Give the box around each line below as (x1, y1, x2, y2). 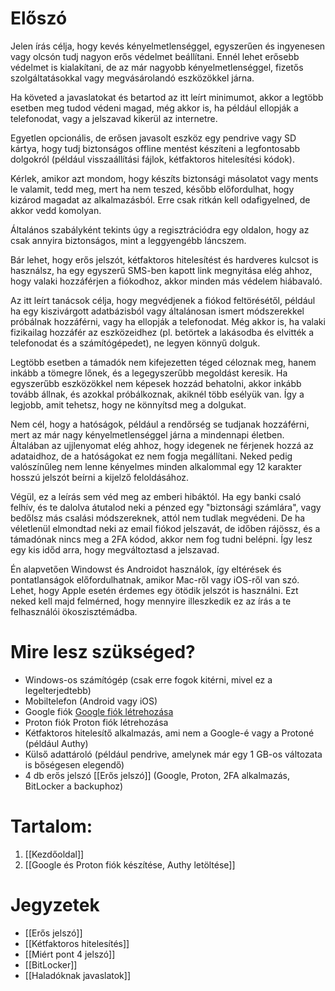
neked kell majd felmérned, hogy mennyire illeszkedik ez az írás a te (10, 595, 292, 607)
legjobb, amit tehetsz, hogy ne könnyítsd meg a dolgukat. (10, 398, 247, 411)
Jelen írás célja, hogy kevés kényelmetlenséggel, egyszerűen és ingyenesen (10, 40, 326, 52)
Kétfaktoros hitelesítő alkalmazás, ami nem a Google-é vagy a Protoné (24, 727, 315, 739)
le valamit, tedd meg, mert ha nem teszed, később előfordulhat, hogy (10, 183, 295, 195)
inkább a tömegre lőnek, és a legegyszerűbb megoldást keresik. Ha (10, 367, 288, 379)
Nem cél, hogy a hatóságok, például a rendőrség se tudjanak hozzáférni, (10, 418, 310, 430)
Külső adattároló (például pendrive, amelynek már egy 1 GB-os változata (24, 748, 323, 760)
